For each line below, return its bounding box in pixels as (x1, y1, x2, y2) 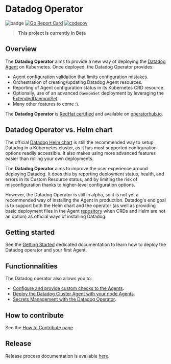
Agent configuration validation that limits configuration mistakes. (12, 74, 149, 80)
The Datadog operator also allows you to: (5, 276, 92, 282)
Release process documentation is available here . (5, 353, 110, 359)
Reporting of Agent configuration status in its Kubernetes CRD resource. (12, 84, 165, 90)
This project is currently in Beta (17, 30, 86, 36)
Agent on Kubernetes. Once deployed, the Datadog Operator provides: (5, 63, 154, 70)
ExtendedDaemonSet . (12, 95, 59, 101)
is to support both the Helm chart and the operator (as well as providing (5, 202, 156, 209)
